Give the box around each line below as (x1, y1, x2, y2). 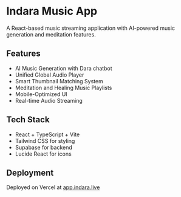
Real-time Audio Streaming (15, 97, 83, 104)
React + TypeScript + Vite (15, 131, 80, 138)
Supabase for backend (15, 143, 73, 151)
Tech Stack (6, 114, 50, 125)
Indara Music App (6, 4, 98, 18)
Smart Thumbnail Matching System (15, 77, 103, 85)
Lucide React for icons (15, 150, 72, 157)
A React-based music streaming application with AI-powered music (6, 24, 175, 32)
